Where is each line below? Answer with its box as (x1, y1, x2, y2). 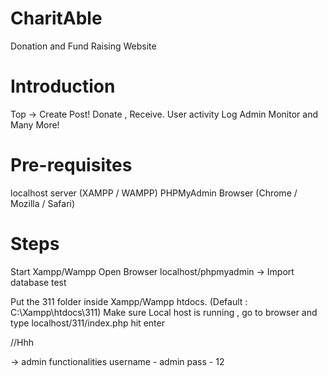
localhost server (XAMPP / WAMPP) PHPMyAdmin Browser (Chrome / (10, 187, 298, 199)
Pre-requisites (10, 154, 133, 177)
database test (10, 276, 67, 288)
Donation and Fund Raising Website (10, 40, 157, 52)
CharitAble (10, 7, 103, 30)
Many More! (10, 118, 60, 131)
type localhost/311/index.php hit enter (10, 317, 165, 329)
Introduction (10, 75, 116, 98)
